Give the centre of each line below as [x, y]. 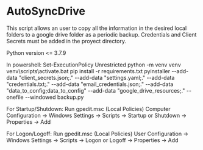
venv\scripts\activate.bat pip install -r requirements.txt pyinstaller [88, 71]
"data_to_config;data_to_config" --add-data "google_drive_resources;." [96, 90]
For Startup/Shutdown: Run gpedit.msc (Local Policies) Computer [88, 109]
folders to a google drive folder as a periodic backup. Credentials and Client [101, 34]
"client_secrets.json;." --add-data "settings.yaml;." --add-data [97, 77]
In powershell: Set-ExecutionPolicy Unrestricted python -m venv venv [94, 65]
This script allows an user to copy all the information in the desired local [97, 28]
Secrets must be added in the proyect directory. [66, 41]
